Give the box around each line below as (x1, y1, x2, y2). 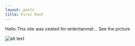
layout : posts (5, 7, 35, 12)
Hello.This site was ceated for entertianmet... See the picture (5, 25, 130, 31)
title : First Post (5, 12, 43, 17)
